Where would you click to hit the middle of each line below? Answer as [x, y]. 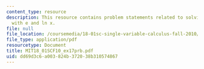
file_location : [25, 34]
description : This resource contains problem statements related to [95, 17]
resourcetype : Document [36, 46]
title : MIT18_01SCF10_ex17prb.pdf [50, 51]
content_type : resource [36, 12]
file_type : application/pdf [42, 40]
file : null [20, 28]
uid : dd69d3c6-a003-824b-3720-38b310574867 [62, 56]
